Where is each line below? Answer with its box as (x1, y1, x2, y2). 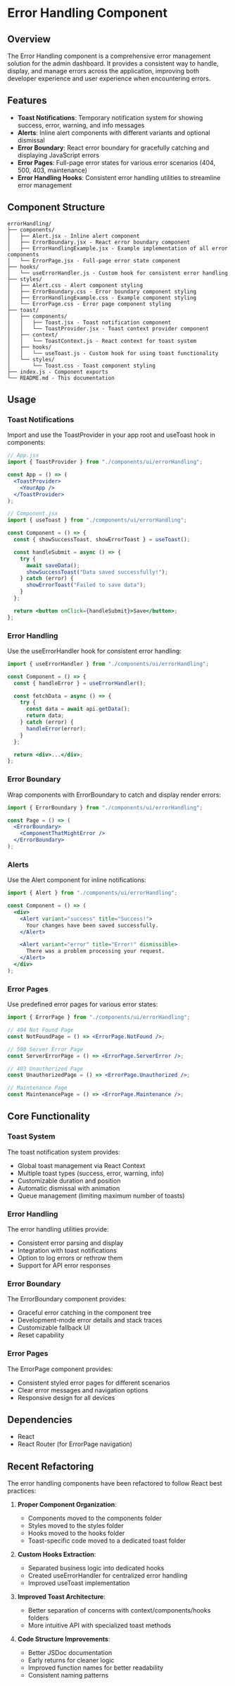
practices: (7, 1487, 37, 1495)
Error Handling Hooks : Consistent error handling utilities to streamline (17, 173, 221, 181)
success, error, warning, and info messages (17, 121, 145, 129)
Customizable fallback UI (17, 1323, 90, 1332)
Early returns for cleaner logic (27, 1656, 115, 1665)
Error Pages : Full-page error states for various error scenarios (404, (17, 158, 216, 167)
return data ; (25, 712, 65, 719)
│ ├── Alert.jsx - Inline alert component (7, 232, 140, 239)
